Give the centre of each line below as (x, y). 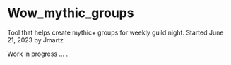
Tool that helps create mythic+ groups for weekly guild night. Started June (115, 32)
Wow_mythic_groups (71, 13)
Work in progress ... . (38, 54)
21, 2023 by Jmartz (35, 40)
